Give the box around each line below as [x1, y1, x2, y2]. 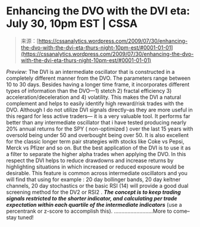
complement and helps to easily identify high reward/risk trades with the [6, 99, 184, 107]
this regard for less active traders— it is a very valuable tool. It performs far [6, 112, 190, 120]
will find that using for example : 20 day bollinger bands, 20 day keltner [6, 176, 181, 183]
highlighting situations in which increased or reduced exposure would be [6, 163, 185, 170]
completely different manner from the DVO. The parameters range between [6, 74, 191, 82]
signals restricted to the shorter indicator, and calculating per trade [6, 195, 177, 202]
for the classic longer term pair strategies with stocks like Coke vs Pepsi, [6, 138, 185, 145]
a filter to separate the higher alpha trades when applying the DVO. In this [6, 150, 186, 157]
